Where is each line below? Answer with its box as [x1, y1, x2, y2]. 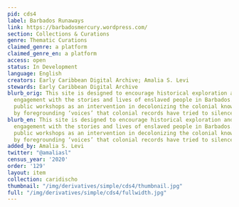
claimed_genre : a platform [7, 43, 87, 51]
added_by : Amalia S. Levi [7, 143, 84, 150]
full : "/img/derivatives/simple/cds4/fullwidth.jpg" [7, 189, 167, 196]
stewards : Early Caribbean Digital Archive [7, 83, 139, 90]
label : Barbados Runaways [7, 17, 84, 24]
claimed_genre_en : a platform [7, 51, 97, 58]
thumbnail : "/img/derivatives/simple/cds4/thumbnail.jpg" [7, 182, 183, 189]
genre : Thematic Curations [7, 37, 87, 44]
